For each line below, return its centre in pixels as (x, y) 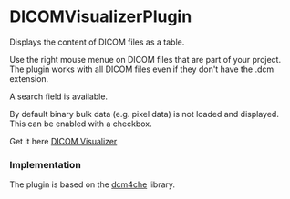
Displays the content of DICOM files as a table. (97, 42)
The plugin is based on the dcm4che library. (93, 184)
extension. (29, 78)
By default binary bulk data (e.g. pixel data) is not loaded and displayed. (145, 114)
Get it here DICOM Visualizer (63, 141)
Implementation (46, 164)
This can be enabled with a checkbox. (81, 124)
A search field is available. (58, 96)
